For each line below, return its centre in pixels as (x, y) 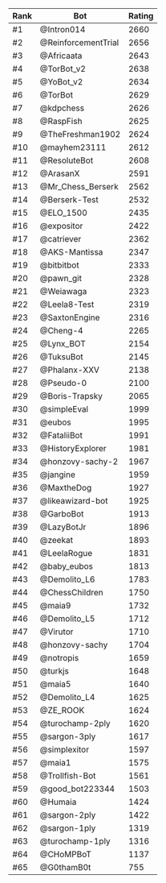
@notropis (59, 658)
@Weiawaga (63, 291)
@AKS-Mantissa (71, 252)
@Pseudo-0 (63, 383)
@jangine (58, 475)
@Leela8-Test (67, 304)
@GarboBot (62, 514)
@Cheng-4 (61, 331)
